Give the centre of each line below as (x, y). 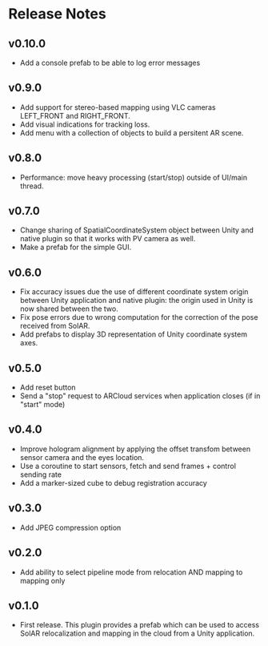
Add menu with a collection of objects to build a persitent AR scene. (132, 132)
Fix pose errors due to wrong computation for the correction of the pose (139, 317)
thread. (32, 186)
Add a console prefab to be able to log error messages (110, 63)
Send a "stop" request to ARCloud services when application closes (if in (140, 396)
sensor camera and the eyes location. (82, 457)
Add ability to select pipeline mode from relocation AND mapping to (131, 572)
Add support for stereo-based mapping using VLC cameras (118, 107)
